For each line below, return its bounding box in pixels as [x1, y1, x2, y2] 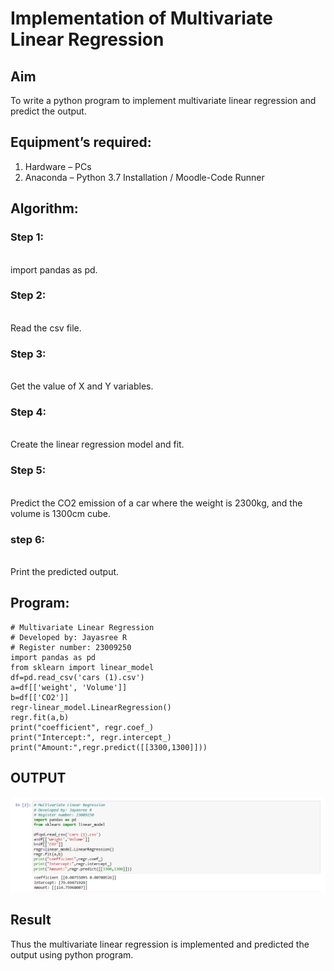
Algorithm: [10, 200, 79, 217]
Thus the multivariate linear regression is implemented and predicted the [10, 938, 310, 950]
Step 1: [10, 230, 44, 244]
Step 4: [10, 405, 47, 419]
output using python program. [10, 948, 134, 961]
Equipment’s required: [10, 134, 152, 151]
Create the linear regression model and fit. [10, 438, 185, 451]
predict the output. [10, 105, 87, 117]
